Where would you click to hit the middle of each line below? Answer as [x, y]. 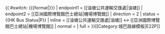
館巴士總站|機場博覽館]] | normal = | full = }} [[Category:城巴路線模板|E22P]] [83, 26]
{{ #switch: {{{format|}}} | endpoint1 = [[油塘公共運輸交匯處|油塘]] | [74, 8]
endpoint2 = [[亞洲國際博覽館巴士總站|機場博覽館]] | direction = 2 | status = [82, 14]
